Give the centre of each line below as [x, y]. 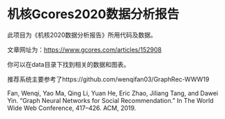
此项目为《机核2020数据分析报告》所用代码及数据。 [82, 35]
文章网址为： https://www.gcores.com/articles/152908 [85, 49]
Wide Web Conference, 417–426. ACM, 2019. [72, 108]
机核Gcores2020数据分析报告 [93, 14]
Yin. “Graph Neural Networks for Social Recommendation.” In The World [110, 100]
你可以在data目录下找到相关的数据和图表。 [69, 64]
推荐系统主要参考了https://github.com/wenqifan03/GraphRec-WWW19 [108, 79]
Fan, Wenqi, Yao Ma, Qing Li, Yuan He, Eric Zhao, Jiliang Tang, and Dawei [113, 93]
